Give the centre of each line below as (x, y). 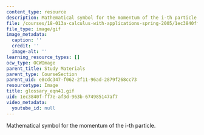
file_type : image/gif (34, 29)
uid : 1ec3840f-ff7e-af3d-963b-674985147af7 (62, 97)
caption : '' (27, 40)
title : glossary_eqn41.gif (40, 91)
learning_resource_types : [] (43, 57)
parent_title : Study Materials (46, 68)
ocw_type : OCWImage (31, 63)
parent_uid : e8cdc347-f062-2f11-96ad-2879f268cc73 (72, 80)
